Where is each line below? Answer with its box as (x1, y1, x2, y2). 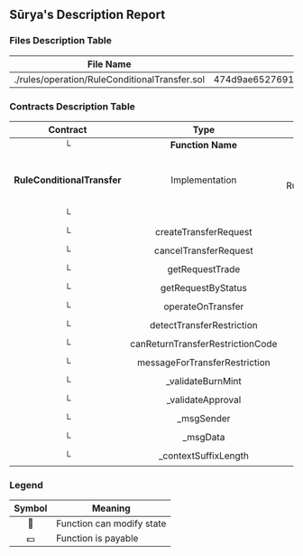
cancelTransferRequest (154, 244, 254, 257)
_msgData (182, 431, 225, 444)
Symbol (14, 502, 48, 514)
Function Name (170, 138, 237, 151)
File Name (87, 58, 132, 71)
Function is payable (55, 532, 139, 545)
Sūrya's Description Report (9, 7, 166, 23)
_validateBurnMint (165, 375, 242, 388)
